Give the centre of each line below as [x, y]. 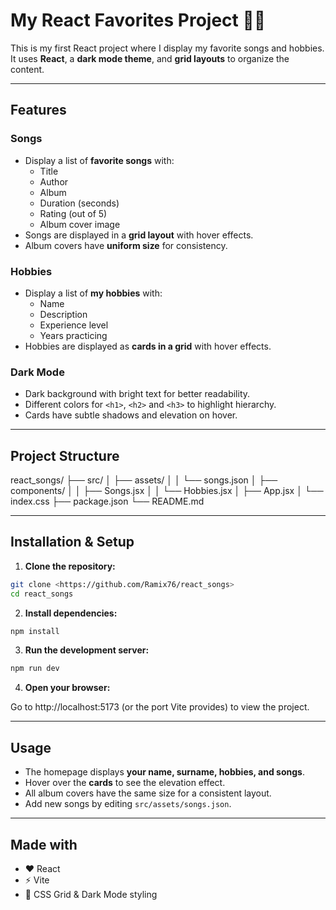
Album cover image [80, 224]
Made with [44, 844]
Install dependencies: [71, 613]
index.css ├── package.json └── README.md [107, 501]
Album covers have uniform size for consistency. [126, 245]
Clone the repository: [70, 566]
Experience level [74, 325]
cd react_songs [42, 594]
